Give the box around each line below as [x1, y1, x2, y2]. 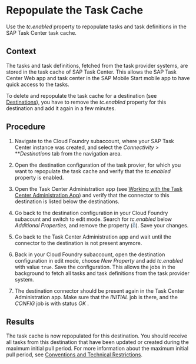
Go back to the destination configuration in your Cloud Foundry [14, 209, 168, 216]
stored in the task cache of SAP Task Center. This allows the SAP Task [6, 68, 177, 75]
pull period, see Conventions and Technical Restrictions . [6, 351, 143, 358]
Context [6, 47, 36, 57]
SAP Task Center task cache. [6, 29, 77, 36]
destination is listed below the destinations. [14, 198, 119, 205]
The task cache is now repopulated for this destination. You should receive [6, 332, 187, 339]
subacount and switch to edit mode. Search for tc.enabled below [14, 216, 172, 223]
